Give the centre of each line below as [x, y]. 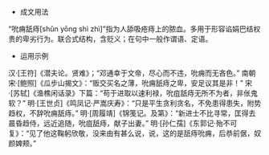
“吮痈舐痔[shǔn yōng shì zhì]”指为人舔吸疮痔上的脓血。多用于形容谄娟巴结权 [134, 29]
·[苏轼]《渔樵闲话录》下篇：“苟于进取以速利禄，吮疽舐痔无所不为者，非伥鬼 [133, 93]
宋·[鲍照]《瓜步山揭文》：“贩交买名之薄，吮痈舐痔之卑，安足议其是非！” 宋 [130, 83]
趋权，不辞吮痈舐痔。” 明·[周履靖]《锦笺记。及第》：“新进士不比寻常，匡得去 [132, 113]
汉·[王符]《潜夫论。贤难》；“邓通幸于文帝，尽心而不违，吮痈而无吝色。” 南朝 [132, 73]
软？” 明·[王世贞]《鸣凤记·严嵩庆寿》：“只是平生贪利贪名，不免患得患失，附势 [135, 103]
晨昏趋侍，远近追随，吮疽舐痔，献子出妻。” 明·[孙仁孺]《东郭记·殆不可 [123, 123]
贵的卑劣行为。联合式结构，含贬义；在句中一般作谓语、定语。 [110, 39]
